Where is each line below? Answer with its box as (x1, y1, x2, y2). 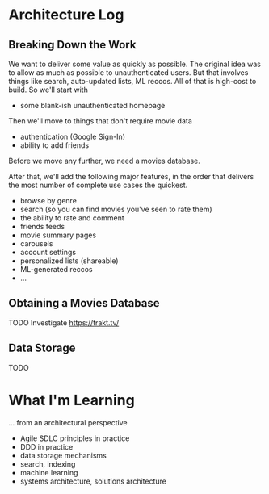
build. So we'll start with (8, 85, 89, 94)
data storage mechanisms (19, 450, 107, 460)
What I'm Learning (8, 391, 135, 409)
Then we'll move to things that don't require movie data (8, 116, 192, 126)
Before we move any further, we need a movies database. (8, 156, 200, 165)
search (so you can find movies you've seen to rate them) (19, 204, 212, 214)
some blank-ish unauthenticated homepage (19, 101, 166, 110)
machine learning (19, 467, 78, 477)
